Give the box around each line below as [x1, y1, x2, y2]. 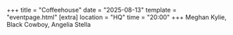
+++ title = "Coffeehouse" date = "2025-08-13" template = [6, 6, 177, 14]
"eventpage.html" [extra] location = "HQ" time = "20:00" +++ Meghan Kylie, [6, 13, 227, 21]
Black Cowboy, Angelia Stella [6, 21, 91, 28]
